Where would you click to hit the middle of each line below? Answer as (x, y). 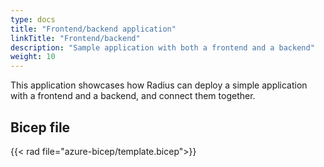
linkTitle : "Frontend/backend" (75, 38)
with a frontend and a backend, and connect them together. (133, 96)
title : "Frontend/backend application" (93, 29)
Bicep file (40, 127)
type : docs (33, 19)
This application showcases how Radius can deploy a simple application (159, 85)
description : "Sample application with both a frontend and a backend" (162, 47)
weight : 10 (33, 57)
